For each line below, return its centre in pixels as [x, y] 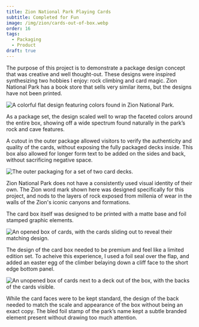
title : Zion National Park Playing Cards [59, 12]
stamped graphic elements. [40, 220]
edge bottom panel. [31, 269]
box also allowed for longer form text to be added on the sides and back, [96, 153]
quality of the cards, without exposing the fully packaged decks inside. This [99, 147]
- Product [24, 46]
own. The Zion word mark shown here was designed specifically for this [95, 189]
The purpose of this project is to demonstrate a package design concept [96, 68]
